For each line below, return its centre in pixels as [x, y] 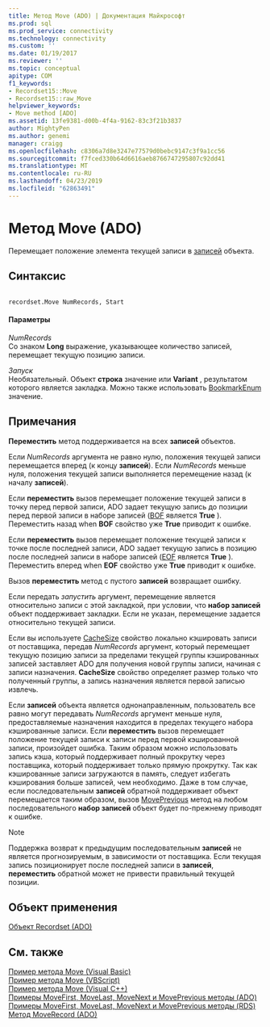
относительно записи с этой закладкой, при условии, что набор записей [135, 605]
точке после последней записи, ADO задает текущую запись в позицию [133, 548]
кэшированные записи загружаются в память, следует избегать [120, 773]
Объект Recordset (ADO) [50, 927]
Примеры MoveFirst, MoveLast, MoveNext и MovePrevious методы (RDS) [132, 1006]
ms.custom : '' [32, 46]
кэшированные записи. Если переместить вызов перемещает [116, 731]
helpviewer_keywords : [45, 106]
